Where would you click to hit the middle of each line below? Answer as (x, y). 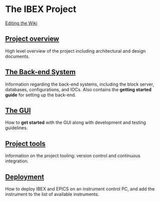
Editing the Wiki (21, 23)
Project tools (25, 144)
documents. (17, 56)
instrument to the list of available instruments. (52, 194)
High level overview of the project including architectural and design (75, 51)
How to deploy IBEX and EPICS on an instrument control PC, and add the (80, 189)
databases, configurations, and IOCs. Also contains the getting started (78, 89)
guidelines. (16, 128)
